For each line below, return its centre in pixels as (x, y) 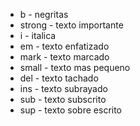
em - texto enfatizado (64, 46)
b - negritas (44, 14)
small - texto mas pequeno (75, 67)
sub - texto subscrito (63, 99)
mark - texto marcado (64, 57)
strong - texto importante (71, 25)
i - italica (38, 35)
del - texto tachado (59, 78)
